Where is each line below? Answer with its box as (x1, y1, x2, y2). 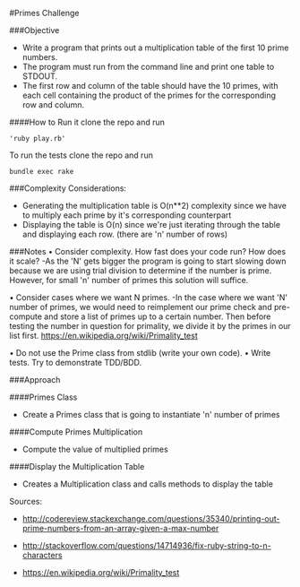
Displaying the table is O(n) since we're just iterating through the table (21, 220, 280, 229)
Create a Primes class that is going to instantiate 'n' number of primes (21, 410, 280, 419)
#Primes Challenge (9, 8, 80, 18)
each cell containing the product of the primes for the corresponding (21, 90, 276, 100)
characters (21, 550, 63, 560)
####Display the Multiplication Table (9, 462, 145, 471)
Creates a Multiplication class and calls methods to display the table (21, 479, 273, 489)
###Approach (9, 375, 61, 384)
